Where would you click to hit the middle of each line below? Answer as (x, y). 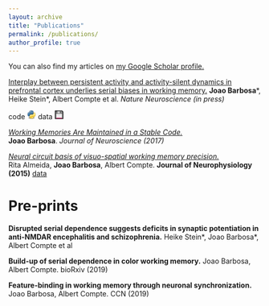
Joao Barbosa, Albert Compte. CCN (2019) (79, 294)
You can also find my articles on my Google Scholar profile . (106, 66)
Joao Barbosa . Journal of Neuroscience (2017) (86, 141)
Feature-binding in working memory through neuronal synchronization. (130, 285)
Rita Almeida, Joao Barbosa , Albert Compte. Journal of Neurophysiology (130, 165)
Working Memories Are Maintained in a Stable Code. (96, 132)
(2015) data (28, 174)
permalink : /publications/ (53, 34)
